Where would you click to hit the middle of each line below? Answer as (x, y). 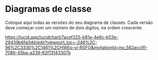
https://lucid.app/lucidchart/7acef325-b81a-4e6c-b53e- (62, 37)
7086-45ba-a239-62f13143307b (38, 53)
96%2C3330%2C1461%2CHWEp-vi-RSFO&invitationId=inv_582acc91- (76, 47)
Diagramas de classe (48, 9)
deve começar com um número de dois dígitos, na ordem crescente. (74, 27)
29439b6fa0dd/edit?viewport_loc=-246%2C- (51, 42)
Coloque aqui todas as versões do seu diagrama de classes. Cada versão (79, 22)
